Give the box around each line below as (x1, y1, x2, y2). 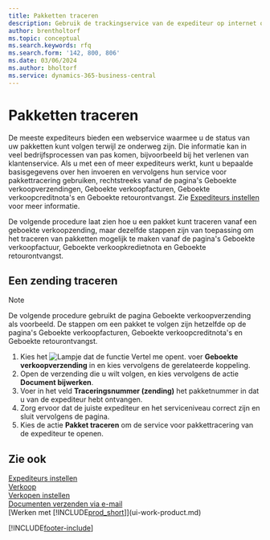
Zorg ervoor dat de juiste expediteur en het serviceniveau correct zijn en (19, 403, 260, 413)
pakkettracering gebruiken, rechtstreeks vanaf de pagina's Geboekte (8, 175, 237, 185)
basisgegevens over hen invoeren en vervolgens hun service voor (8, 166, 227, 177)
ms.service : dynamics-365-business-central (8, 72, 157, 80)
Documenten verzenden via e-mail (8, 499, 123, 509)
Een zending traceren (8, 274, 118, 288)
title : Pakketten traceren (8, 11, 99, 20)
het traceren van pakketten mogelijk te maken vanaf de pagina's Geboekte (8, 234, 256, 243)
